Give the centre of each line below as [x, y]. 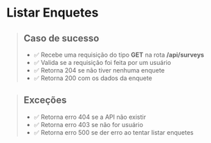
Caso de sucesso [61, 38]
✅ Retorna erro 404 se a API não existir [90, 117]
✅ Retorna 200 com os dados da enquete [93, 78]
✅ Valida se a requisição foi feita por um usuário [102, 63]
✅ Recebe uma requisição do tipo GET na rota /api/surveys [119, 55]
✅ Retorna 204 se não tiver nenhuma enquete [99, 70]
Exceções [45, 101]
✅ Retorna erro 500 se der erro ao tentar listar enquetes [114, 132]
